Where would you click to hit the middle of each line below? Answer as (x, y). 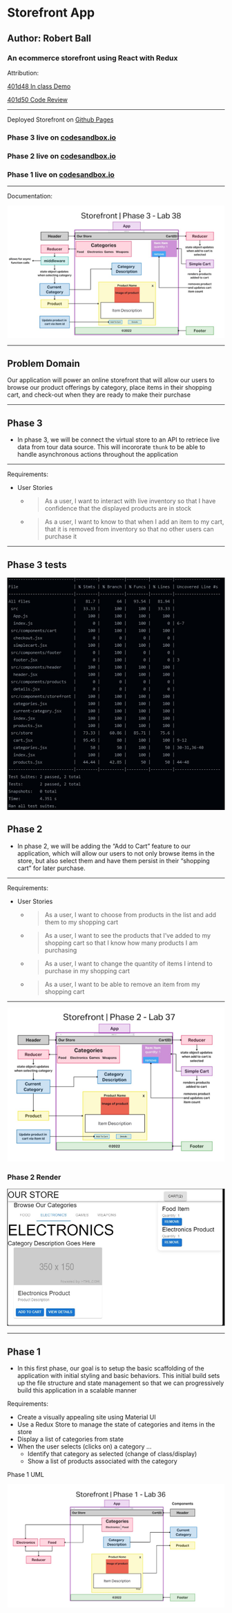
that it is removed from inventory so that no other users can (129, 529)
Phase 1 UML (26, 1475)
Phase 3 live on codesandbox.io (61, 138)
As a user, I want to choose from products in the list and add (130, 914)
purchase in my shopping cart (87, 971)
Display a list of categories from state (70, 1440)
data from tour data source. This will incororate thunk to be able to (111, 447)
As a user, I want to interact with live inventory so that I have (130, 501)
